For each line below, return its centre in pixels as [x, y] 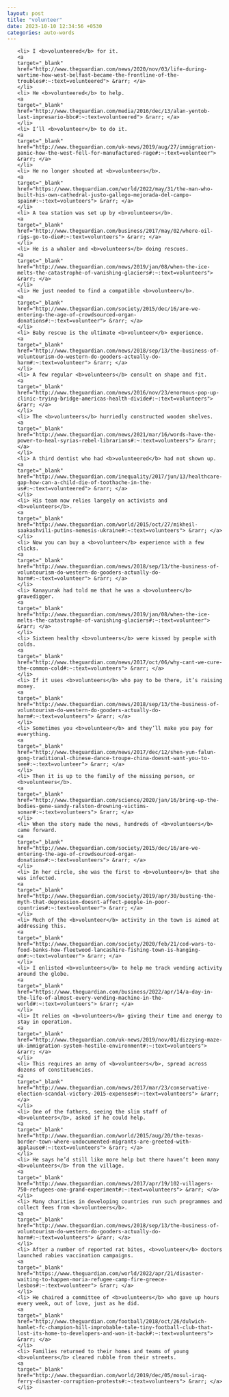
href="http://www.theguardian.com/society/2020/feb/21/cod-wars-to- [117, 944]
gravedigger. [36, 596]
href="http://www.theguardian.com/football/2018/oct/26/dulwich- [112, 1322]
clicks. [28, 549]
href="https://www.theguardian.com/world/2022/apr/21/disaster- [110, 1274]
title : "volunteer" [35, 20]
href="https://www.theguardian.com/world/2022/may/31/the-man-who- [115, 189]
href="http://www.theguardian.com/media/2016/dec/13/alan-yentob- [113, 111]
